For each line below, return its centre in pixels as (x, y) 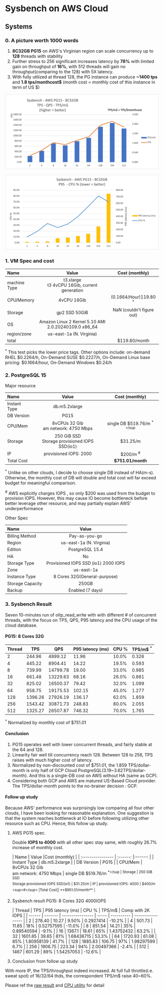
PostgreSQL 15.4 (86, 550)
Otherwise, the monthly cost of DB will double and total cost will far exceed (81, 477)
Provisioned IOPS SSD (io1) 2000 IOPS (86, 563)
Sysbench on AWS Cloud (57, 9)
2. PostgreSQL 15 (26, 375)
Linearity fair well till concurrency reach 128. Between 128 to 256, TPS (82, 755)
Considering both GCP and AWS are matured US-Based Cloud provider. (84, 780)
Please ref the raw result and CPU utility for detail (55, 985)
